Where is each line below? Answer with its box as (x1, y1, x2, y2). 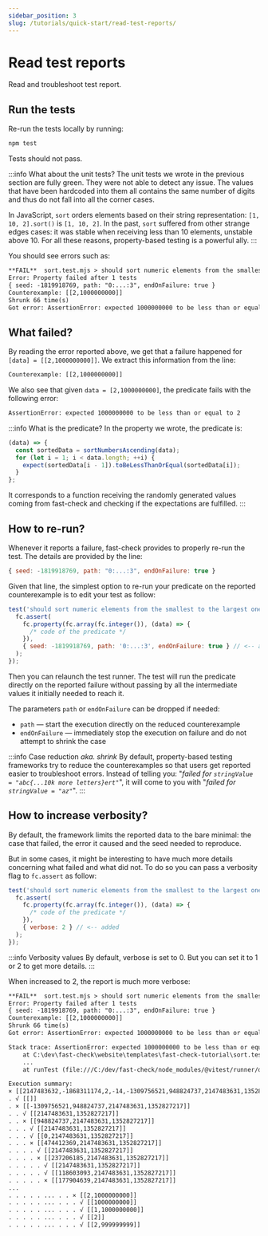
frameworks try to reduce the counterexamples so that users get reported (8, 760, 251, 770)
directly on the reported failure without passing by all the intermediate (8, 679, 238, 690)
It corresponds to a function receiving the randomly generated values (8, 490, 237, 500)
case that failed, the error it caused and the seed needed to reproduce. (8, 838, 242, 848)
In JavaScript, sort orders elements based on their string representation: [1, (8, 211, 260, 220)
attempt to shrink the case (19, 736, 106, 746)
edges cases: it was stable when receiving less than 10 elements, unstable (8, 227, 253, 237)
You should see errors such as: (8, 251, 110, 261)
